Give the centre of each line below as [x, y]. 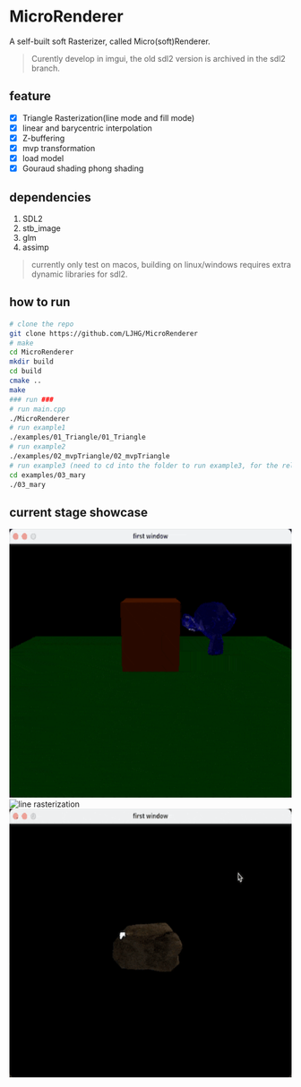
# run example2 [38, 447]
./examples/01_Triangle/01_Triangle [77, 437]
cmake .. [26, 381]
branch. [46, 68]
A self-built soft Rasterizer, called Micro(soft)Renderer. [110, 41]
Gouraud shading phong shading [83, 168]
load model [43, 158]
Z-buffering [43, 138]
